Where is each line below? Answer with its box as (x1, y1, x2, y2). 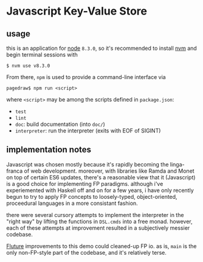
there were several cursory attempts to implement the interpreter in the (6, 211, 184, 218)
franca (6, 167, 23, 174)
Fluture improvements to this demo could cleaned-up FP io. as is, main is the (6, 242, 197, 250)
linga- (170, 160, 185, 168)
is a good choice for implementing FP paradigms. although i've (6, 180, 163, 187)
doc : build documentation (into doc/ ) (15, 120, 105, 128)
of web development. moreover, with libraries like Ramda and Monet (24, 167, 194, 174)
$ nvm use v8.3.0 (6, 63, 50, 69)
